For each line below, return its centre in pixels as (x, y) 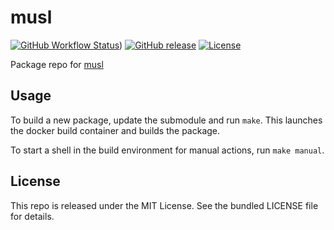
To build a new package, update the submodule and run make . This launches (166, 120)
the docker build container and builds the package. (115, 130)
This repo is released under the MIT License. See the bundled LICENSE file (164, 205)
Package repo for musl (57, 64)
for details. (32, 216)
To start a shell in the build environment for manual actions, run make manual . (167, 150)
